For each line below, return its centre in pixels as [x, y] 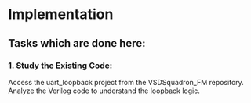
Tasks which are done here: [77, 43]
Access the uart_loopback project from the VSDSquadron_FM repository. [126, 82]
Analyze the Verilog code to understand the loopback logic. [104, 91]
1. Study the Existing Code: [60, 66]
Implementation [61, 14]
